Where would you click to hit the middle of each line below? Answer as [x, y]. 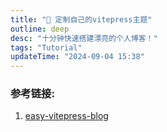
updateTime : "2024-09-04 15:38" [77, 57]
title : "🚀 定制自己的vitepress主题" [81, 19]
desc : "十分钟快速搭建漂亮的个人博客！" [84, 38]
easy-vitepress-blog [66, 116]
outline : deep [40, 29]
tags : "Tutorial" [46, 47]
